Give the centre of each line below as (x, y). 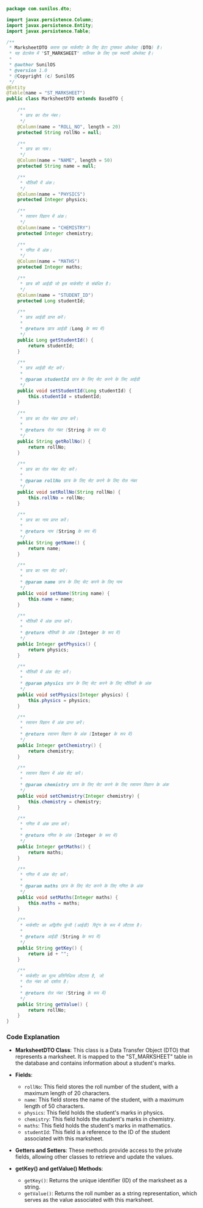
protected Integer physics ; (53, 200)
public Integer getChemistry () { (60, 745)
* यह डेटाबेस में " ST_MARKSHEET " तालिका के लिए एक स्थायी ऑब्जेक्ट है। (81, 54)
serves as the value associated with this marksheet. (89, 1200)
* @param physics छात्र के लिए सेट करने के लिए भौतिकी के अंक (86, 683)
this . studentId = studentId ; (65, 396)
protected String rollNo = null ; (60, 132)
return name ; (45, 549)
